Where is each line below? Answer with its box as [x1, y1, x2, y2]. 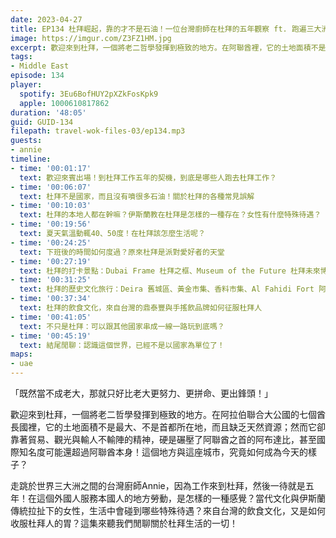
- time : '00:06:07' [10, 182, 92, 192]
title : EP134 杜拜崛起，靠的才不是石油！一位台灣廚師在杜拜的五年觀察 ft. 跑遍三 [10, 24, 315, 34]
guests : [10, 136, 43, 146]
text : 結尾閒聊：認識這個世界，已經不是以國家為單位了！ [19, 340, 225, 350]
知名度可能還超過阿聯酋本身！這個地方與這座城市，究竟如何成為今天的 [18, 446, 308, 458]
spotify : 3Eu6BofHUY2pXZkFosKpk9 [19, 89, 159, 99]
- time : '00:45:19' [10, 331, 92, 341]
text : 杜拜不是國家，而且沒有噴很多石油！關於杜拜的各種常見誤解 [19, 191, 255, 201]
